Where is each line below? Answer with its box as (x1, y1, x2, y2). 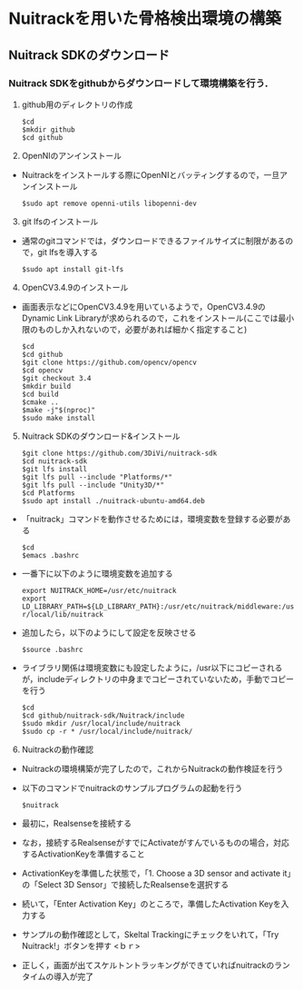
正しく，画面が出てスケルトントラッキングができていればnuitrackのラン (21, 959, 291, 970)
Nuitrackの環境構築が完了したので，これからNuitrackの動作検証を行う (21, 763, 284, 774)
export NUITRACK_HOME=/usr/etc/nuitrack (21, 586, 177, 595)
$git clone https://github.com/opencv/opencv (21, 358, 197, 367)
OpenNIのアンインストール (21, 150, 122, 161)
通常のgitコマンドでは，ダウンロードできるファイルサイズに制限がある (21, 235, 286, 246)
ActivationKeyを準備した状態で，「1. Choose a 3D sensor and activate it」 (21, 867, 292, 878)
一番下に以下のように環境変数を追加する (21, 568, 173, 579)
